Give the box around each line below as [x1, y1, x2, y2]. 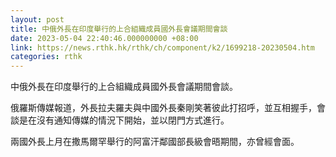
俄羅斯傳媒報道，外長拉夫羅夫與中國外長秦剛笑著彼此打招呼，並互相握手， [10, 102, 317, 114]
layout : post [10, 14, 65, 25]
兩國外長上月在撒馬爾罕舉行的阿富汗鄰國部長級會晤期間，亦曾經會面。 [10, 136, 300, 148]
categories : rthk [10, 52, 83, 62]
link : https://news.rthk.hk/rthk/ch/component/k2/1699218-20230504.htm [10, 42, 315, 53]
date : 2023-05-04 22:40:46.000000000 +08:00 [10, 33, 199, 43]
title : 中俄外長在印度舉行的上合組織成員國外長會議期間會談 [10, 24, 228, 34]
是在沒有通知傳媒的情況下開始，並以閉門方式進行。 [18, 114, 230, 126]
